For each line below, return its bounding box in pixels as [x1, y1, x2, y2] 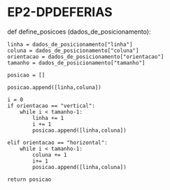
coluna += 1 [32, 151, 68, 158]
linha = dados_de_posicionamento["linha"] [7, 41, 133, 48]
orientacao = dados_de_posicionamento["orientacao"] [7, 53, 164, 60]
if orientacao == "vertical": [7, 102, 96, 109]
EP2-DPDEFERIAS [7, 4, 113, 20]
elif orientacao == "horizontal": [7, 139, 108, 146]
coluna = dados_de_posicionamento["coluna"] [7, 47, 139, 54]
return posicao [7, 176, 52, 183]
